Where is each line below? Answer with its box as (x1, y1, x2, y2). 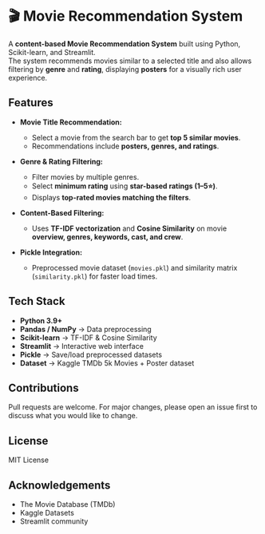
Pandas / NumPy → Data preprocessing (19, 324, 152, 334)
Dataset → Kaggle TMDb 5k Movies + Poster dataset (19, 358, 195, 368)
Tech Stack (8, 295, 65, 308)
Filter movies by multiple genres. (31, 172, 140, 181)
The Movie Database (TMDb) (19, 500, 116, 508)
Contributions (8, 381, 79, 394)
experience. (8, 73, 48, 82)
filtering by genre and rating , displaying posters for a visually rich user (8, 64, 242, 73)
